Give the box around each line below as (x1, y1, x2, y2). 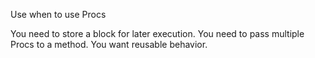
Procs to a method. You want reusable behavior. (10, 39, 208, 50)
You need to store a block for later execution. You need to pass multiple (10, 28, 305, 39)
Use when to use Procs (10, 9, 107, 20)
